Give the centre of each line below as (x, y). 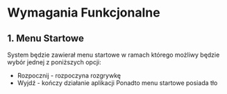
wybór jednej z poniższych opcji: (54, 62)
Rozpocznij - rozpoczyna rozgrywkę (69, 75)
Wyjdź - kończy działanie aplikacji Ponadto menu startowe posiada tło (117, 83)
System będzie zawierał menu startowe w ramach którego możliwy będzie (113, 55)
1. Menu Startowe (46, 38)
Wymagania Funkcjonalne (84, 13)
